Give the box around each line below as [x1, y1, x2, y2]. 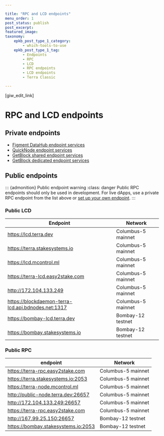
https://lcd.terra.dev [7, 231, 53, 238]
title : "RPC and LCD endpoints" [5, 11, 71, 16]
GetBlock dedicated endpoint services [12, 157, 89, 163]
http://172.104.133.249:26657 [7, 399, 81, 406]
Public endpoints [5, 172, 58, 180]
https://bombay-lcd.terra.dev [7, 315, 75, 322]
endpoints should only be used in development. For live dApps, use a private [5, 190, 159, 196]
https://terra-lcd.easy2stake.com [7, 273, 84, 279]
